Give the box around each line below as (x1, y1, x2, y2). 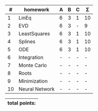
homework (24, 6, 49, 13)
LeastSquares (18, 30, 50, 37)
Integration (18, 54, 44, 60)
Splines (18, 38, 35, 45)
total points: (7, 100, 36, 106)
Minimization (18, 78, 48, 84)
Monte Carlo (18, 62, 47, 69)
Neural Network (18, 86, 55, 92)
